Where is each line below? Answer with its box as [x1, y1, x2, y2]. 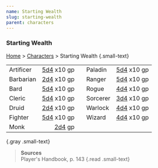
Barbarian [9, 75, 37, 83]
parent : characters [6, 19, 54, 25]
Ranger [86, 75, 107, 83]
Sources [20, 149, 42, 156]
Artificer [9, 65, 32, 73]
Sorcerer [86, 94, 111, 102]
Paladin [86, 65, 107, 73]
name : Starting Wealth [6, 8, 62, 15]
